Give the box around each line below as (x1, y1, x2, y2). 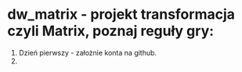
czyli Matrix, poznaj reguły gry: (7, 22, 215, 40)
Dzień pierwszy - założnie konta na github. (18, 48, 157, 57)
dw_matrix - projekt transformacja (7, 5, 236, 23)
